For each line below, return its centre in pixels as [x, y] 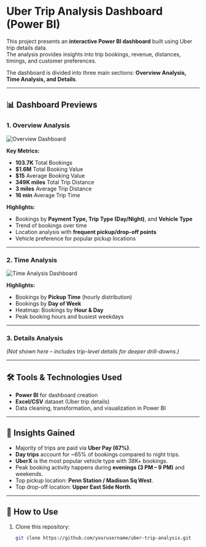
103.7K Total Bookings [44, 162]
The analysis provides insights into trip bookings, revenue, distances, [94, 54]
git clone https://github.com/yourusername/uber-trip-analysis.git [103, 538]
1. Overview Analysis [38, 126]
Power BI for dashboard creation [56, 395]
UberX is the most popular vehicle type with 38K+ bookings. [91, 461]
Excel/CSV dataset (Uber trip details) [62, 402]
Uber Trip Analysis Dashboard [85, 11]
